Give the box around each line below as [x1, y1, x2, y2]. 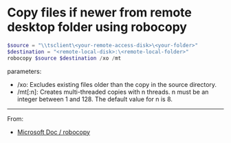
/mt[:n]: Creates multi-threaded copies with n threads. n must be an [16, 88, 209, 96]
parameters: [7, 67, 42, 75]
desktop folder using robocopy [7, 19, 188, 35]
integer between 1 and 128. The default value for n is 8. [16, 94, 173, 103]
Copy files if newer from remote [7, 5, 192, 21]
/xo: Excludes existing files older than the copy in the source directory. [16, 80, 217, 88]
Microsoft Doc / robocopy [16, 128, 91, 136]
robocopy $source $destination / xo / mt [7, 55, 122, 62]
